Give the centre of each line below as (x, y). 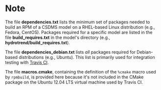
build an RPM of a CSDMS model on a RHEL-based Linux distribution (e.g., (80, 27)
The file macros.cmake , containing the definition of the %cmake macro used (81, 72)
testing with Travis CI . (27, 62)
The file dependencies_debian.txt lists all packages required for (70, 52)
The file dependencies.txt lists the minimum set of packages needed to (78, 22)
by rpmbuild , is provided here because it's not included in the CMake (74, 77)
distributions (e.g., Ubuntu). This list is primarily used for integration (87, 57)
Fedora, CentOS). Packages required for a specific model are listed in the (79, 32)
